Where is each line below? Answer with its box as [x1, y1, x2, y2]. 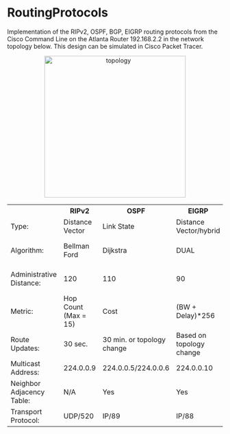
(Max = [63, 310, 87, 320]
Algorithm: [10, 245, 44, 255]
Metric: [10, 306, 34, 316]
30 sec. [63, 339, 88, 348]
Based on [176, 330, 207, 340]
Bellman [63, 241, 90, 251]
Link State [102, 221, 135, 231]
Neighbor [10, 378, 41, 388]
